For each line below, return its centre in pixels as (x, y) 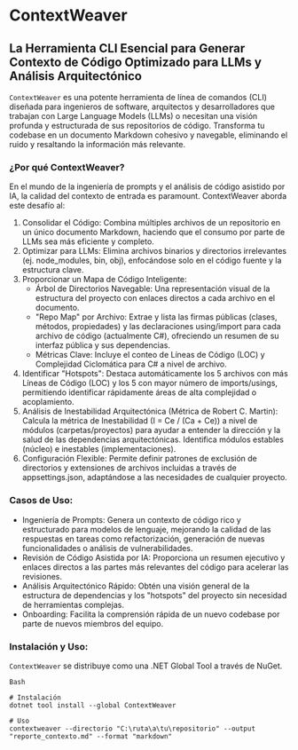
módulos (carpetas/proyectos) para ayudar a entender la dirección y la (151, 430)
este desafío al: (37, 206)
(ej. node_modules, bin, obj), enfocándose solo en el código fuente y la (152, 261)
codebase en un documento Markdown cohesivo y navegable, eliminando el (149, 135)
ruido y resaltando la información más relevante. (98, 144)
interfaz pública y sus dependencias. (103, 345)
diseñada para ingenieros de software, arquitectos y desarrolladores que (142, 107)
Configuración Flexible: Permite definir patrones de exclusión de (139, 459)
